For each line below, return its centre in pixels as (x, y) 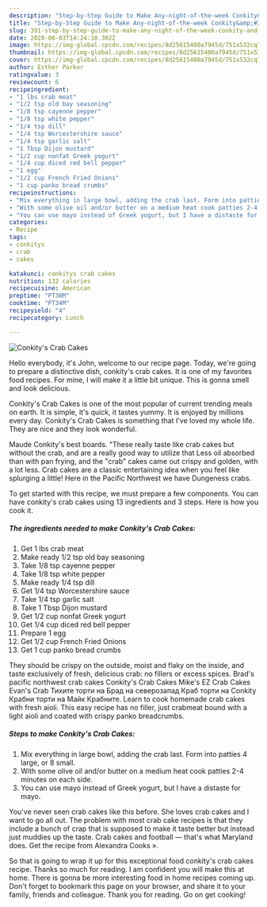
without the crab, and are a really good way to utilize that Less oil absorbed (132, 453)
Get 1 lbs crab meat (52, 548)
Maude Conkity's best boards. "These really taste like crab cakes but (122, 444)
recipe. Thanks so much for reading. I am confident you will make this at (127, 869)
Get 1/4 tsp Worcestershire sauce (75, 591)
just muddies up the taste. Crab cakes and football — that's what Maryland (131, 837)
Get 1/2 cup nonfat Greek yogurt (73, 616)
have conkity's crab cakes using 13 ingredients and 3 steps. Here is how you (134, 502)
